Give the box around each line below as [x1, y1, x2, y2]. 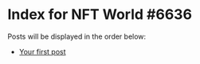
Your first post [18, 47, 66, 56]
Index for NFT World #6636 [7, 6, 193, 24]
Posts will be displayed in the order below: [7, 32, 147, 41]
